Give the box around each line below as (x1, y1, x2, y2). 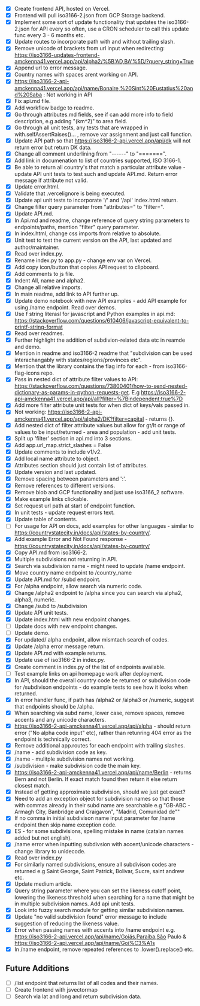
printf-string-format (14, 323, 63, 331)
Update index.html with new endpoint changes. (14, 616, 131, 623)
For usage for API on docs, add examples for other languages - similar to (14, 522, 194, 530)
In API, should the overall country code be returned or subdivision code (14, 676, 191, 684)
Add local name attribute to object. (14, 455, 100, 462)
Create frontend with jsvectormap (14, 986, 98, 993)
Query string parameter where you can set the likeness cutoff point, (14, 887, 182, 894)
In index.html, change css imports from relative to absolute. (14, 230, 161, 237)
